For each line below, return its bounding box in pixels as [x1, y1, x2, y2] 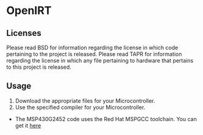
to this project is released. [6, 63, 72, 71]
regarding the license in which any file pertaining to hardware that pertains [6, 57, 194, 64]
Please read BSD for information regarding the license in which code [6, 44, 179, 51]
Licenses [6, 28, 41, 38]
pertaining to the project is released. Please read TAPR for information [6, 50, 182, 58]
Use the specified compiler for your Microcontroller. [15, 103, 146, 111]
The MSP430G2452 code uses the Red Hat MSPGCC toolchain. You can [15, 115, 197, 122]
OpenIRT [6, 4, 52, 18]
